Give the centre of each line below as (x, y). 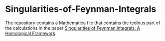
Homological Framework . (31, 33)
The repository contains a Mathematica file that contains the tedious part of (83, 23)
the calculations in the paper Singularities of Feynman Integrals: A (73, 28)
